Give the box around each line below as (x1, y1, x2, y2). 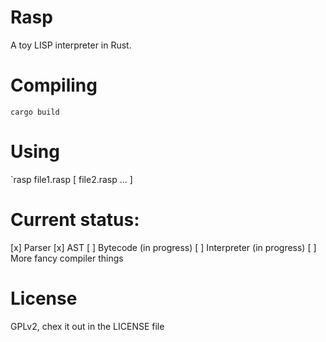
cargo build (10, 107, 60, 117)
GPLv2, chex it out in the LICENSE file (10, 320, 165, 332)
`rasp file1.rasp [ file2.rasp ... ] (10, 173, 133, 185)
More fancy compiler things (10, 252, 124, 264)
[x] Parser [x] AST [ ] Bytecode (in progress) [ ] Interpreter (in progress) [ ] (10, 241, 317, 253)
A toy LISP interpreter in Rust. (10, 39, 132, 51)
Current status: (10, 209, 140, 231)
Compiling (10, 74, 98, 97)
